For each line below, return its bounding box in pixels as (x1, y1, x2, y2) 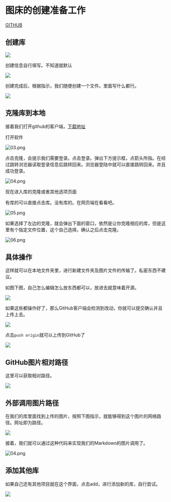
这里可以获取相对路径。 (5, 373, 54, 379)
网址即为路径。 (14, 420, 46, 425)
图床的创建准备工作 (5, 5, 86, 16)
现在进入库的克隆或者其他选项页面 (5, 188, 77, 194)
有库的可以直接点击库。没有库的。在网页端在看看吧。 (5, 199, 117, 205)
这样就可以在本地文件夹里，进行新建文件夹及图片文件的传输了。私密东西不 (5, 267, 161, 274)
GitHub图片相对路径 (5, 358, 69, 366)
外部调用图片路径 (5, 399, 59, 407)
